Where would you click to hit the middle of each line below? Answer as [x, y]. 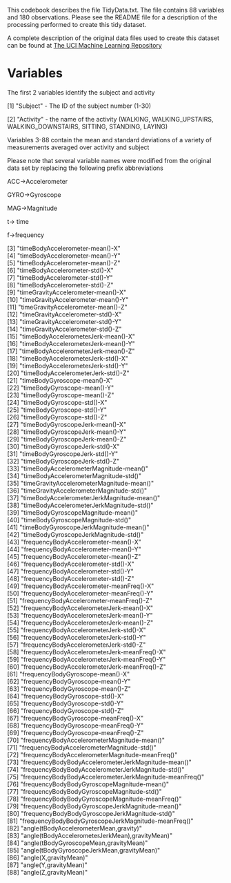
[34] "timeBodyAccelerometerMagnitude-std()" [74, 475]
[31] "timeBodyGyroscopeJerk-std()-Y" [63, 454]
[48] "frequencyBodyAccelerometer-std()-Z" [71, 578]
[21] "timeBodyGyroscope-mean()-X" [60, 380]
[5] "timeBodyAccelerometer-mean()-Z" [64, 263]
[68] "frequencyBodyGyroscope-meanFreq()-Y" [75, 725]
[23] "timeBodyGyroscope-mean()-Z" [61, 395]
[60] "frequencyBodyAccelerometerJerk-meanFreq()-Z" [87, 667]
